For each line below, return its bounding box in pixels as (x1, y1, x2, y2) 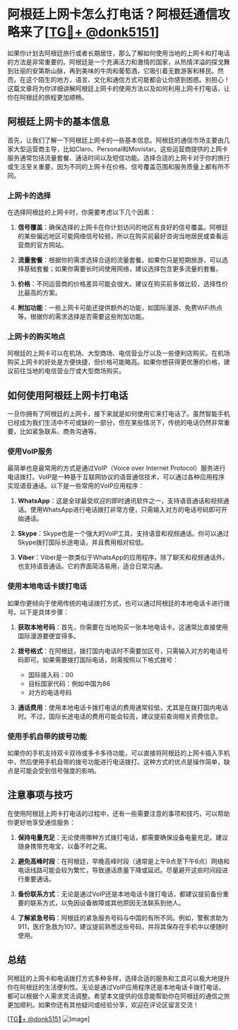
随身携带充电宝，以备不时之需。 (17, 842, 111, 850)
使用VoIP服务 (7, 447, 53, 457)
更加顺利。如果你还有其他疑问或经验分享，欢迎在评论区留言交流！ (7, 1000, 199, 1009)
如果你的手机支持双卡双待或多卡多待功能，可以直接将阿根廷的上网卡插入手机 (7, 749, 230, 757)
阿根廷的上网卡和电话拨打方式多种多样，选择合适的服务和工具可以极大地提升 (7, 973, 230, 983)
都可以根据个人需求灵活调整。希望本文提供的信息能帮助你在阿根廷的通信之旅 (7, 991, 230, 1000)
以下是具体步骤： (19, 607, 69, 616)
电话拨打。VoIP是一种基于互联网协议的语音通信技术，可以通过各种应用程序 (7, 473, 225, 481)
